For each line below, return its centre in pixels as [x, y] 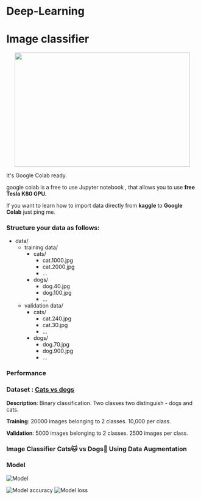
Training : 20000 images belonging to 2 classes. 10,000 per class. [89, 421]
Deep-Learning [46, 11]
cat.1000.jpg [58, 261]
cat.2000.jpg [58, 267]
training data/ [41, 247]
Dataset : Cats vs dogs [41, 390]
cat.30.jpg [55, 325]
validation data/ [44, 306]
